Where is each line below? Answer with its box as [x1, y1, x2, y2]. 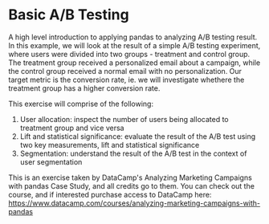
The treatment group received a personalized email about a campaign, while [8, 58, 261, 67]
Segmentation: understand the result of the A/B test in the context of [19, 149, 247, 158]
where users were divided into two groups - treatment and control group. [8, 49, 251, 59]
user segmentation [19, 157, 83, 166]
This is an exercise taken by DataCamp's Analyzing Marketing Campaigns [8, 173, 253, 182]
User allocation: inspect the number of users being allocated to [19, 114, 229, 124]
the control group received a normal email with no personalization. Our [8, 66, 243, 75]
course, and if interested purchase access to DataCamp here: [8, 189, 212, 199]
